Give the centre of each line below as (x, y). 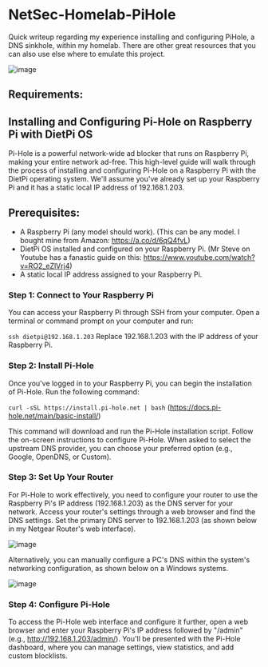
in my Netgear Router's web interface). (72, 529)
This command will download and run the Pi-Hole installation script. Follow (131, 431)
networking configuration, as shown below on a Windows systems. (118, 568)
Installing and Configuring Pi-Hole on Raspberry (130, 122)
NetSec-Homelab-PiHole (92, 15)
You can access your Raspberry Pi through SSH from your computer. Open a (134, 313)
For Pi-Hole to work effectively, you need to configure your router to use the (133, 494)
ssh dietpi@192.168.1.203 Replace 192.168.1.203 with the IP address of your (133, 337)
